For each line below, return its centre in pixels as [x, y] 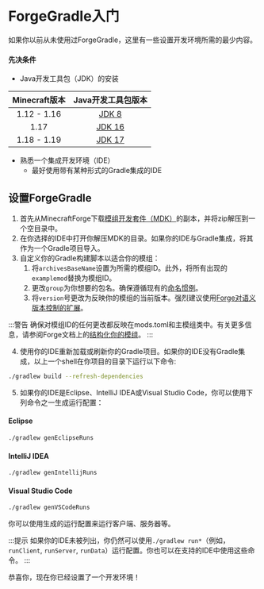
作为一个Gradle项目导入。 [62, 248]
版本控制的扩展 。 [59, 307]
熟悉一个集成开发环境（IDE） [67, 160]
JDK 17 [111, 140]
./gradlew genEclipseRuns [51, 438]
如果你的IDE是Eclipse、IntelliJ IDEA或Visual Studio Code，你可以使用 [133, 392]
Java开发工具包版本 [111, 100]
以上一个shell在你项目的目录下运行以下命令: [105, 361]
